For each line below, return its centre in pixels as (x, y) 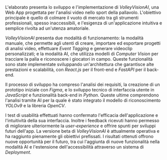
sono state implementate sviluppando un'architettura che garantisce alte (80, 64)
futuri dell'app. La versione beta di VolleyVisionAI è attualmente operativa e (82, 131)
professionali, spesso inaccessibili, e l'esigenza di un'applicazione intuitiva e (84, 23)
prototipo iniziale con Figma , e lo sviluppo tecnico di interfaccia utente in (80, 90)
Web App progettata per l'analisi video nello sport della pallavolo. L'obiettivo (83, 12)
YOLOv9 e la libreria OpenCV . (36, 106)
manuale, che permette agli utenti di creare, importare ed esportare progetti (83, 43)
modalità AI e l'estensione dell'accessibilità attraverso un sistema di (75, 147)
